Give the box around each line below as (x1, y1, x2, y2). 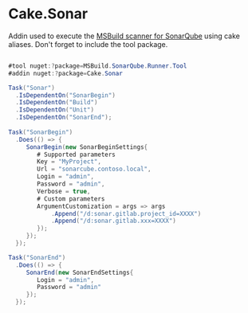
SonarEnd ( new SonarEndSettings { (26, 268, 134, 276)
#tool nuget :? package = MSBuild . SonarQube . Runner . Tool (8, 61, 187, 70)
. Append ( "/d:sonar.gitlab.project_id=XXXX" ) (50, 209, 202, 217)
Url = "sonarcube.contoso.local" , (37, 165, 152, 174)
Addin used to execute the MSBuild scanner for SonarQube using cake (8, 31, 241, 41)
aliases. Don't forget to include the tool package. (8, 39, 168, 49)
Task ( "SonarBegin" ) (8, 128, 73, 136)
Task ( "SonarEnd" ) (8, 253, 66, 261)
